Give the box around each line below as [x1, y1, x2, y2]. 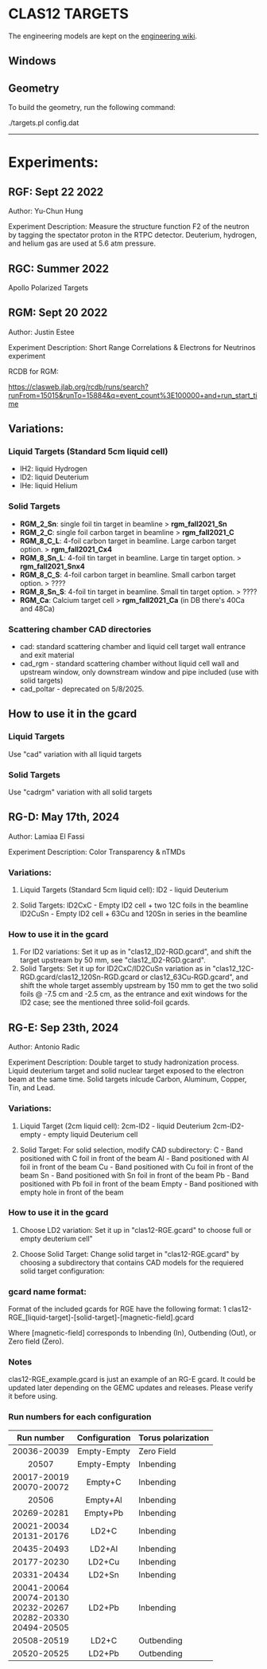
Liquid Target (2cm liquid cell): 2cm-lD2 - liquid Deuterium [19, 1121, 211, 1131]
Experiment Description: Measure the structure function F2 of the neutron [8, 222, 250, 231]
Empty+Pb [83, 1507, 124, 1518]
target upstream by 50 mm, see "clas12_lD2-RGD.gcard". [19, 955, 207, 965]
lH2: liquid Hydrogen [19, 464, 87, 474]
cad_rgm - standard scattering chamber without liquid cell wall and [19, 659, 240, 668]
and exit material [19, 651, 75, 660]
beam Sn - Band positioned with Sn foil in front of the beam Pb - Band [19, 1170, 249, 1180]
